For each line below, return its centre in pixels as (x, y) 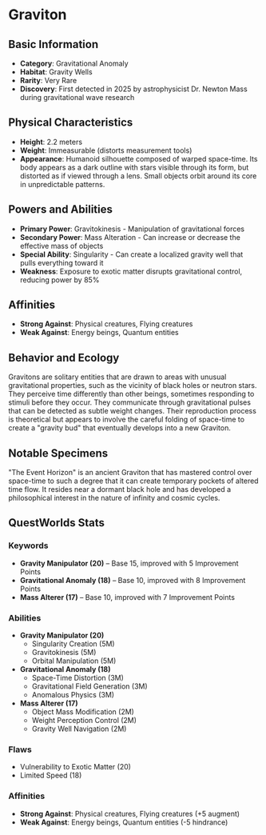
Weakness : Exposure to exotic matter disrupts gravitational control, (131, 271)
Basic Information (54, 44)
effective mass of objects (62, 246)
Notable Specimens (58, 453)
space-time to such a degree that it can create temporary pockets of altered (133, 481)
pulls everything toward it (62, 262)
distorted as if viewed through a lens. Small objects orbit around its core (138, 176)
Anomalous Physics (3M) (73, 695)
